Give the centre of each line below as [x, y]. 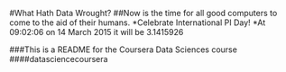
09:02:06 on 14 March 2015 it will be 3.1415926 [97, 32]
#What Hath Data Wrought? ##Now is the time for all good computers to [143, 13]
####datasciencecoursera [59, 59]
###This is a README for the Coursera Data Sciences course [123, 49]
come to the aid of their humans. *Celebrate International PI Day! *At [138, 22]
